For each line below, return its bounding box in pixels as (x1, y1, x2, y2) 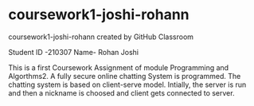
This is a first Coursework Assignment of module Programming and (8, 62, 229, 73)
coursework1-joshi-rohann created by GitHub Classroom (8, 32, 193, 41)
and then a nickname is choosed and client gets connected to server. (8, 88, 235, 97)
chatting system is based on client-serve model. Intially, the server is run (8, 80, 247, 89)
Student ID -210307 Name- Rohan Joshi (8, 47, 139, 57)
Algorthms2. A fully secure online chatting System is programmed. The (8, 71, 241, 80)
